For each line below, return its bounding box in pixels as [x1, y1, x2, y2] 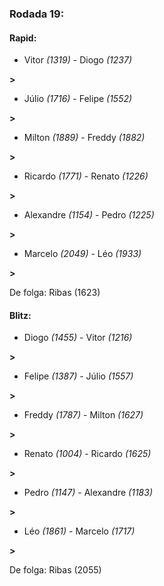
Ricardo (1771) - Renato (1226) [23, 170, 149, 182]
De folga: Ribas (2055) [9, 564, 102, 576]
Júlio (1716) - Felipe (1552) [23, 93, 133, 105]
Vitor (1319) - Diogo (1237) [23, 54, 132, 66]
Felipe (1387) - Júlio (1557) [23, 370, 134, 382]
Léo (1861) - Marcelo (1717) [23, 525, 136, 537]
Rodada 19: [9, 7, 65, 21]
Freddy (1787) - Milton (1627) [23, 409, 144, 421]
